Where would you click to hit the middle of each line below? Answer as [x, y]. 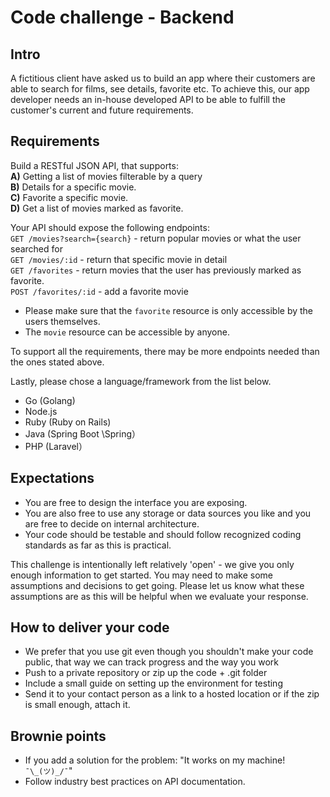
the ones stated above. [57, 362]
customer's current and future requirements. [102, 110]
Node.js [41, 411]
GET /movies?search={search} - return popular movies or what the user [156, 238]
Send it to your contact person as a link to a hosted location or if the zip [172, 694]
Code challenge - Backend [122, 17]
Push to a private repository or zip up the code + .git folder [146, 673]
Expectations [52, 478]
